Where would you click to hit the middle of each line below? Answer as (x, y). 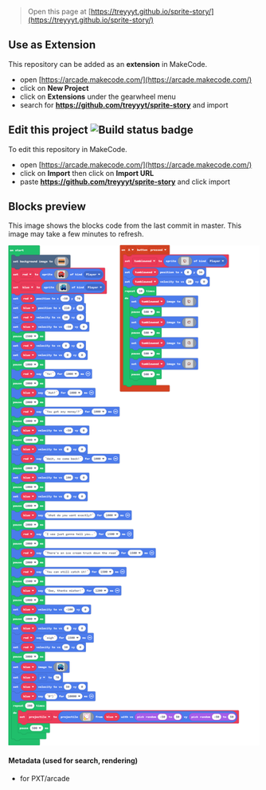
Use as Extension (52, 45)
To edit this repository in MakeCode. (68, 149)
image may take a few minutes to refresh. (76, 234)
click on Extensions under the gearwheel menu (98, 96)
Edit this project (48, 130)
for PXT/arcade (45, 778)
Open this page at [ (59, 12)
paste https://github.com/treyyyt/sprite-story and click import (125, 182)
